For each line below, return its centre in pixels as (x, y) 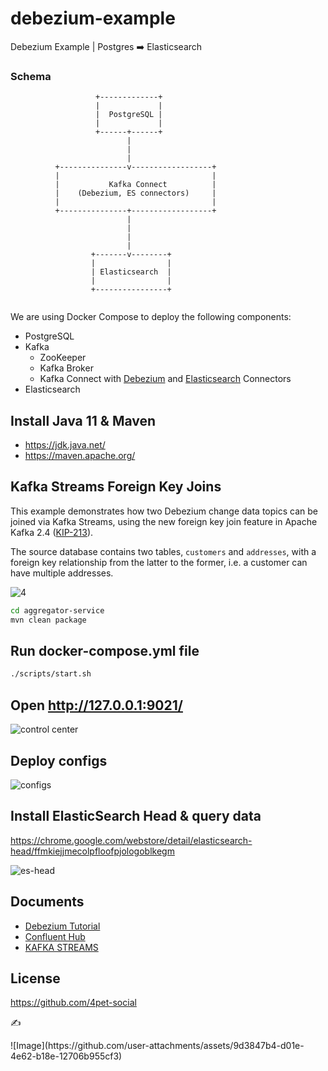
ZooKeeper (63, 358)
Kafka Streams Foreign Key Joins (116, 487)
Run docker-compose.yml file (105, 651)
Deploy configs (59, 760)
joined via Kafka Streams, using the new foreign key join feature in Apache (164, 521)
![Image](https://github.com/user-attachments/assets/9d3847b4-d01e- (157, 1046)
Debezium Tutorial (62, 926)
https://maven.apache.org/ (80, 456)
